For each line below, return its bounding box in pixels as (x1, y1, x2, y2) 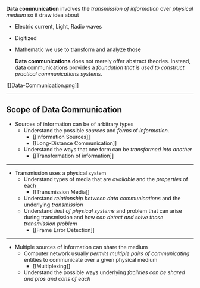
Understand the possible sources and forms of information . (23, 126, 170, 134)
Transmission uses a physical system (14, 169, 107, 176)
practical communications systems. (14, 70, 103, 77)
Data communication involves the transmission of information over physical (6, 5, 193, 12)
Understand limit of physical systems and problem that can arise (23, 207, 183, 214)
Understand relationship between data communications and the (23, 194, 181, 202)
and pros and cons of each (23, 275, 91, 282)
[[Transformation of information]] (32, 152, 114, 159)
